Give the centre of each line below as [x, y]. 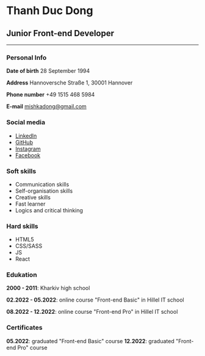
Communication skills [42, 184]
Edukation [22, 275]
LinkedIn [26, 136]
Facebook [28, 155]
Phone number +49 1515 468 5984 [51, 95]
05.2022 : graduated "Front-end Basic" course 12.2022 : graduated [91, 341]
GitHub [24, 142]
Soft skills [21, 171]
